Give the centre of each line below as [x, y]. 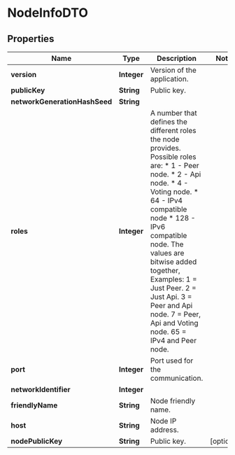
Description [177, 58]
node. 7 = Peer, [176, 314]
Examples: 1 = [173, 279]
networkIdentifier [41, 390]
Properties [31, 39]
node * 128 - [173, 218]
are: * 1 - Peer [175, 166]
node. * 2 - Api [176, 174]
